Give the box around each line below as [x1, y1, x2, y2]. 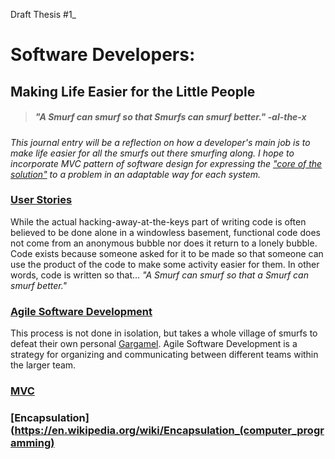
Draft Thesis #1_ [10, 9, 77, 20]
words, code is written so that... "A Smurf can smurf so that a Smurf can [10, 269, 309, 281]
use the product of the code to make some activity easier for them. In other [10, 258, 320, 270]
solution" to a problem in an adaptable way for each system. [10, 168, 262, 180]
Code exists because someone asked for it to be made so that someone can [10, 247, 324, 259]
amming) [10, 435, 55, 449]
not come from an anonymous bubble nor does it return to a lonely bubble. [10, 237, 318, 249]
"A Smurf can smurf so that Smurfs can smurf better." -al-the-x [34, 111, 307, 123]
